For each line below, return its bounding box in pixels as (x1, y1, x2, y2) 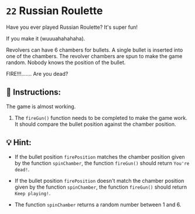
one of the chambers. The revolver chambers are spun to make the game (6, 52, 183, 59)
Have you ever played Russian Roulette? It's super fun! (6, 24, 138, 31)
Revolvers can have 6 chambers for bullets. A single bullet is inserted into (6, 46, 183, 53)
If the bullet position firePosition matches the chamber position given (14, 153, 186, 160)
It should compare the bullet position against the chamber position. (14, 121, 177, 128)
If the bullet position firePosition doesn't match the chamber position (14, 177, 184, 184)
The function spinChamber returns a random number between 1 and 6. (14, 201, 182, 208)
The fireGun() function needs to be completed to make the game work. (14, 114, 187, 121)
